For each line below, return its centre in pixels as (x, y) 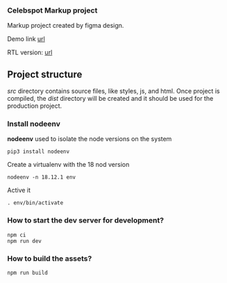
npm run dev (24, 241)
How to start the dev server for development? (86, 220)
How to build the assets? (50, 258)
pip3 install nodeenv (39, 152)
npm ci (17, 235)
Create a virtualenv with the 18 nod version (68, 165)
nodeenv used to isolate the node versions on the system (90, 139)
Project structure (45, 74)
